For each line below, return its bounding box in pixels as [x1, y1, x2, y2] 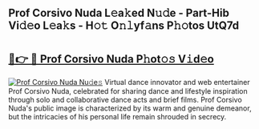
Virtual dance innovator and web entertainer [103, 78, 250, 87]
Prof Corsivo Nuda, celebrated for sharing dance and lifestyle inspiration [8, 87, 248, 95]
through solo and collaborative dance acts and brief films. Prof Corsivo [8, 95, 242, 104]
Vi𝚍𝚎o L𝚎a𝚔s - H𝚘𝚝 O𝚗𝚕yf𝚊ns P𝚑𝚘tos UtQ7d [8, 19, 240, 33]
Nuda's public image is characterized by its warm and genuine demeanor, [8, 103, 252, 113]
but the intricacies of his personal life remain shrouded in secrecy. [8, 112, 227, 121]
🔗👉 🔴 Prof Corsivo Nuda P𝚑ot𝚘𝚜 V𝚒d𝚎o [8, 52, 214, 66]
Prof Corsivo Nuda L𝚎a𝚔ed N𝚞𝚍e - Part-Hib [8, 6, 230, 20]
